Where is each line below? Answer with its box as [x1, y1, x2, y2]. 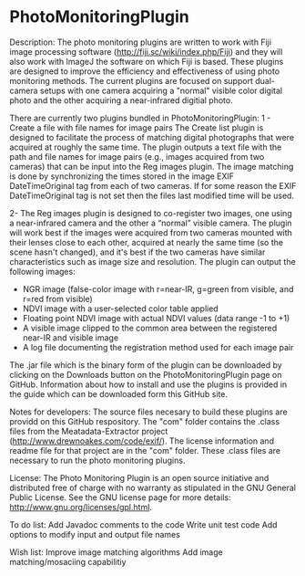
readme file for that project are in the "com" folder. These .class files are [9, 445, 281, 456]
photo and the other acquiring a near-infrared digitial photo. [9, 94, 234, 106]
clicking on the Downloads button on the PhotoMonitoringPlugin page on [9, 369, 282, 380]
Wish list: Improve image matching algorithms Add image [9, 546, 223, 558]
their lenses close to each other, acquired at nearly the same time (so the [9, 236, 284, 247]
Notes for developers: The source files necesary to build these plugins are [9, 406, 289, 417]
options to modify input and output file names [9, 529, 180, 539]
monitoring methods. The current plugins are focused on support [9, 75, 253, 86]
